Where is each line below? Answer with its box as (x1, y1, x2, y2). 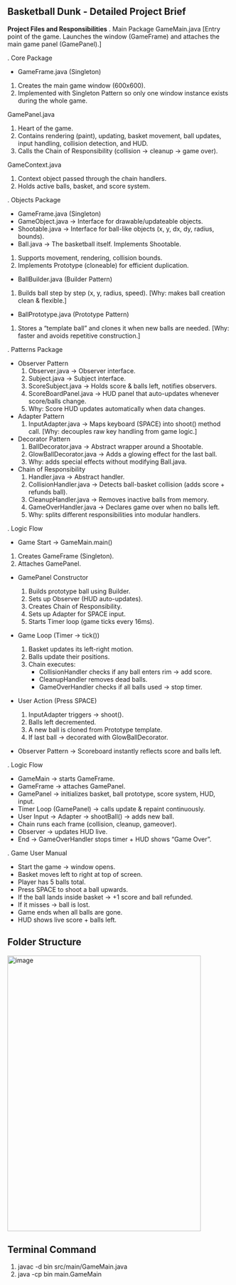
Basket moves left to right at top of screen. (17, 870, 143, 878)
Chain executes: (28, 660, 76, 668)
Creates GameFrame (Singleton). (17, 551, 114, 560)
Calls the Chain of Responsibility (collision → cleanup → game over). (17, 146, 218, 155)
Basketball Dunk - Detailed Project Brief (7, 6, 186, 18)
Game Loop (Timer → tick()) (17, 630, 100, 640)
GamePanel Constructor (17, 573, 89, 581)
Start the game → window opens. (17, 862, 116, 871)
